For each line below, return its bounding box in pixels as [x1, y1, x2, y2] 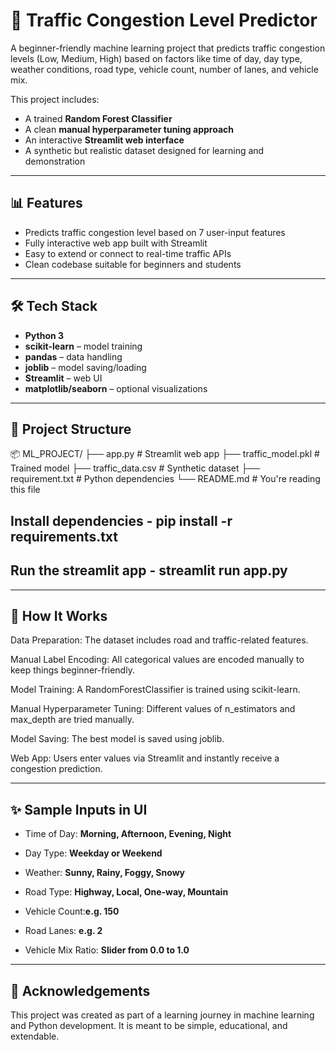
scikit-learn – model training [24, 340, 143, 352]
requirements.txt [10, 528, 119, 545]
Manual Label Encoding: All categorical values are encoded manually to [10, 654, 305, 666]
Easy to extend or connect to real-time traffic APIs [24, 247, 232, 259]
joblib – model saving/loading [24, 361, 147, 373]
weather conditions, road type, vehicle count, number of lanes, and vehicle [10, 63, 319, 75]
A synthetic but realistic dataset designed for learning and [24, 144, 265, 156]
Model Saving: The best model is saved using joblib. [10, 733, 225, 745]
